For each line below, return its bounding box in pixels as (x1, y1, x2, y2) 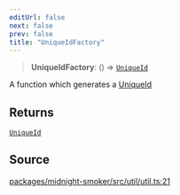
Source (9, 152, 51, 168)
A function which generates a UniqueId (9, 79, 153, 90)
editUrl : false (9, 12, 66, 22)
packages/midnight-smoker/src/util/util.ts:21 (9, 175, 171, 186)
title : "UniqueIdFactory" (9, 37, 105, 47)
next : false (9, 21, 53, 30)
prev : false (9, 29, 53, 38)
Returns (9, 105, 55, 120)
